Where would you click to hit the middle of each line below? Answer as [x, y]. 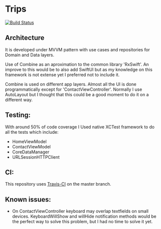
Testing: [18, 115]
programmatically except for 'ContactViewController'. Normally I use [74, 89]
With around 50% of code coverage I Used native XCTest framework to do [80, 127]
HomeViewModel [29, 141]
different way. [19, 100]
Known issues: [28, 199]
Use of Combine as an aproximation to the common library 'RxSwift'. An [77, 64]
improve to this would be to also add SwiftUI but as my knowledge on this [79, 69]
